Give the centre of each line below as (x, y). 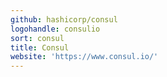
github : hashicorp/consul (64, 19)
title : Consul (40, 47)
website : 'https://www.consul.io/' (84, 57)
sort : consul (37, 38)
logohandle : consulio (55, 29)
